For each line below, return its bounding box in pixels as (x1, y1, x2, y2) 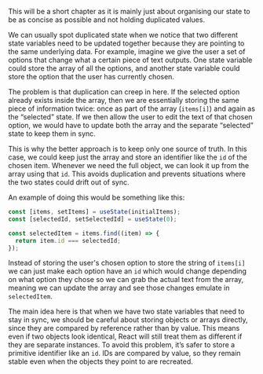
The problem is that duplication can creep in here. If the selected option (8, 87, 240, 97)
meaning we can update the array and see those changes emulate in (8, 283, 230, 293)
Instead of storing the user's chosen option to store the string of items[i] (8, 258, 246, 268)
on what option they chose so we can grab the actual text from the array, (8, 275, 244, 284)
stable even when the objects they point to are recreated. (8, 357, 194, 366)
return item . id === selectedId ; (15, 236, 122, 244)
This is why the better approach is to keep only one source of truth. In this (8, 145, 247, 153)
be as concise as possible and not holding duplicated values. (8, 15, 206, 24)
